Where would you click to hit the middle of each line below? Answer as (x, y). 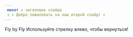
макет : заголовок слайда (34, 10)
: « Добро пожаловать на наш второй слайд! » (56, 15)
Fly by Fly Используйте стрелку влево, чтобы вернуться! (66, 29)
